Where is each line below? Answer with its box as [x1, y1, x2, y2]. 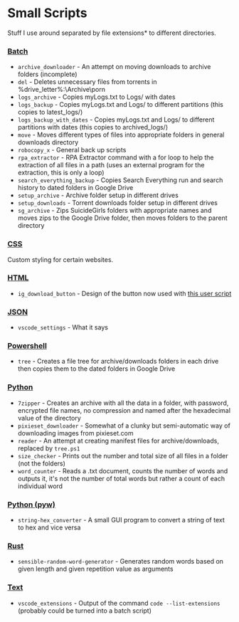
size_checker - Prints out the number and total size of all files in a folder [17, 451, 228, 460]
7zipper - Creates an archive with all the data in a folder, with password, [17, 399, 229, 407]
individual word [17, 482, 63, 490]
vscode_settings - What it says [17, 323, 109, 332]
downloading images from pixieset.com [17, 428, 134, 437]
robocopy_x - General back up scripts [17, 146, 127, 154]
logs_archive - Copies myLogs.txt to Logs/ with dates [17, 93, 176, 101]
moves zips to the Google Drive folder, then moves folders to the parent [17, 214, 228, 222]
